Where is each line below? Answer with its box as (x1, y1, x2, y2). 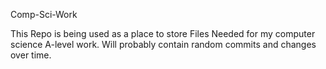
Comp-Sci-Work (10, 9, 78, 20)
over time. (10, 49, 52, 61)
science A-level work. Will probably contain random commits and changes (10, 39, 317, 50)
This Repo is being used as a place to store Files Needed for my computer (10, 28, 316, 39)
